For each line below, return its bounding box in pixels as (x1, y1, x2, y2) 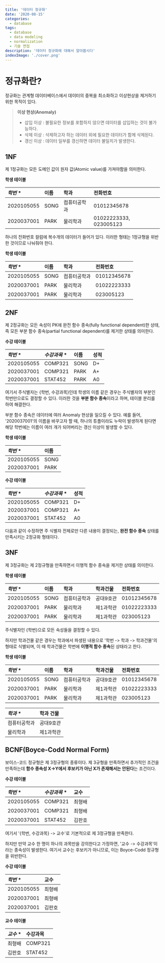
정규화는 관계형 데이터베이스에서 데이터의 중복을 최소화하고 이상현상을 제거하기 (5, 93, 156, 99)
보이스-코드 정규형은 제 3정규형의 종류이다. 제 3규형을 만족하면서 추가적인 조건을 (5, 759, 160, 765)
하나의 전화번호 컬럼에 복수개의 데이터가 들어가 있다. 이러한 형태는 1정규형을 (5, 234, 150, 240)
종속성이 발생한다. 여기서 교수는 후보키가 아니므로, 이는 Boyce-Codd (14, 847, 146, 853)
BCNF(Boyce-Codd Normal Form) (5, 746, 110, 754)
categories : (5, 16, 29, 21)
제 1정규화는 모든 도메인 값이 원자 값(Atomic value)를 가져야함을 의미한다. (5, 166, 146, 172)
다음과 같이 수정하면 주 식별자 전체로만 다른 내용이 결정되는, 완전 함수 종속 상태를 (5, 528, 159, 534)
